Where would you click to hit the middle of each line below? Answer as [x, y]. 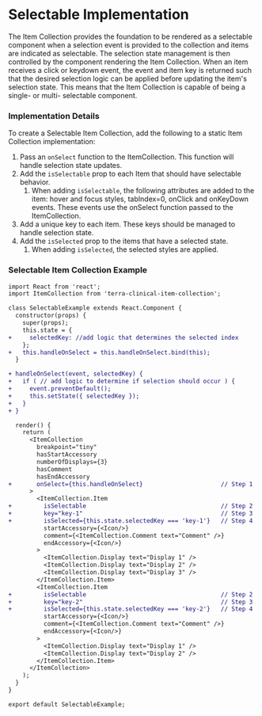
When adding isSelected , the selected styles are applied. [125, 249]
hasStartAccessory [67, 455]
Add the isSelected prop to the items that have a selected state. [124, 241]
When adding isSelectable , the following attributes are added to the [143, 191]
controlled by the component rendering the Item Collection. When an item [128, 62]
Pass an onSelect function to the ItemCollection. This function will [127, 157]
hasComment [55, 469]
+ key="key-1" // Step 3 [131, 514]
